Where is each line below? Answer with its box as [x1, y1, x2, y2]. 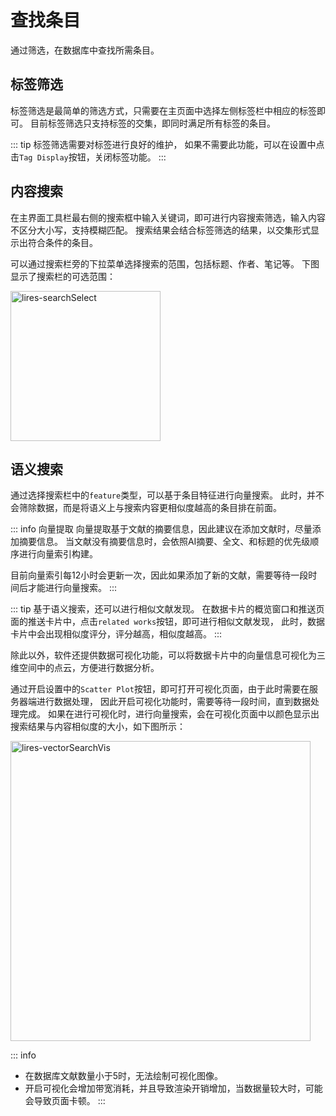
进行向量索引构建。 [18, 548, 98, 560]
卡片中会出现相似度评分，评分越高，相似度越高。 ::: [10, 628, 223, 640]
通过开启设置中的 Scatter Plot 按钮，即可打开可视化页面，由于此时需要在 [10, 683, 310, 695]
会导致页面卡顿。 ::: [24, 1095, 106, 1107]
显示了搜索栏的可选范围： [10, 270, 116, 282]
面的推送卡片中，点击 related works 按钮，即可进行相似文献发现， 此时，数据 [10, 616, 326, 628]
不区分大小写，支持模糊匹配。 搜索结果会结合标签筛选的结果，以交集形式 [10, 224, 311, 236]
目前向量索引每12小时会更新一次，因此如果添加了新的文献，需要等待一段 [10, 569, 309, 581]
